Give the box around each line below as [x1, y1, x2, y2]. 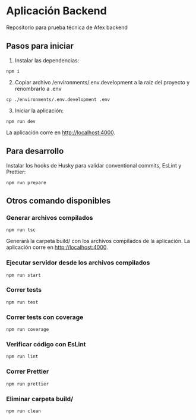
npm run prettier [6, 381, 49, 387]
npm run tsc [6, 227, 36, 233]
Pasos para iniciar [6, 41, 74, 51]
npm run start [6, 272, 42, 278]
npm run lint [6, 353, 39, 360]
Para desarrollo [6, 146, 64, 156]
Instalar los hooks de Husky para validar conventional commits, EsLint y [6, 162, 182, 169]
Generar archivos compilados [6, 213, 93, 222]
